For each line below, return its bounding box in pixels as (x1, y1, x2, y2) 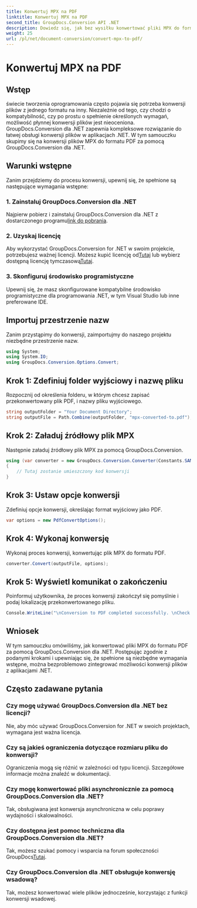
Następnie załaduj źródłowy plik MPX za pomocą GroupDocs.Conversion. (6, 446, 184, 453)
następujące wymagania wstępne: (6, 183, 89, 190)
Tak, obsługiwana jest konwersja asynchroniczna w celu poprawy (6, 806, 165, 813)
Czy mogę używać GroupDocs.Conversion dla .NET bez (6, 702, 168, 710)
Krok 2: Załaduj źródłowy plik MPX (6, 430, 135, 441)
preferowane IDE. (6, 298, 48, 305)
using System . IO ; (6, 354, 49, 360)
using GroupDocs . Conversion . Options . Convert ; (6, 359, 119, 365)
